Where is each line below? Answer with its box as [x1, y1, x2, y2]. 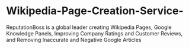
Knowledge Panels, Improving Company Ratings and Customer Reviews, [6, 30, 182, 37]
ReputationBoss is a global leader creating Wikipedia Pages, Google [6, 24, 172, 31]
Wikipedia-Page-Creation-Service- [6, 4, 184, 18]
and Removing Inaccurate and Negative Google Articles [6, 36, 142, 43]
